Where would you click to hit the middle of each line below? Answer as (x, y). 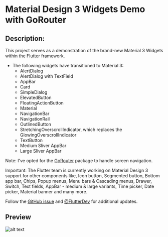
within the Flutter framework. (35, 56)
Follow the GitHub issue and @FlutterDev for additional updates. (71, 201)
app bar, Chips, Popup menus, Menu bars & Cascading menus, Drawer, (78, 181)
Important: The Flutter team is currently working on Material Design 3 (77, 170)
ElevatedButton (36, 97)
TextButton (31, 140)
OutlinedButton (36, 124)
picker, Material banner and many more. (46, 192)
